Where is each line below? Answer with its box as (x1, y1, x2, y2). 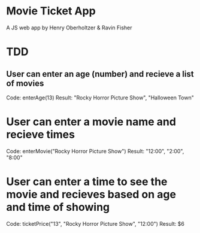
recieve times (6, 128, 75, 141)
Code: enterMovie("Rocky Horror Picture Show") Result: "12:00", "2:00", (6, 147, 184, 155)
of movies (6, 78, 44, 88)
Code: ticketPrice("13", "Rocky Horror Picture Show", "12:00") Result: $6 (6, 220, 184, 227)
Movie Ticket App (6, 4, 96, 18)
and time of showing (6, 201, 110, 214)
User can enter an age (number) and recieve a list (6, 69, 194, 79)
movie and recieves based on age (6, 187, 177, 201)
